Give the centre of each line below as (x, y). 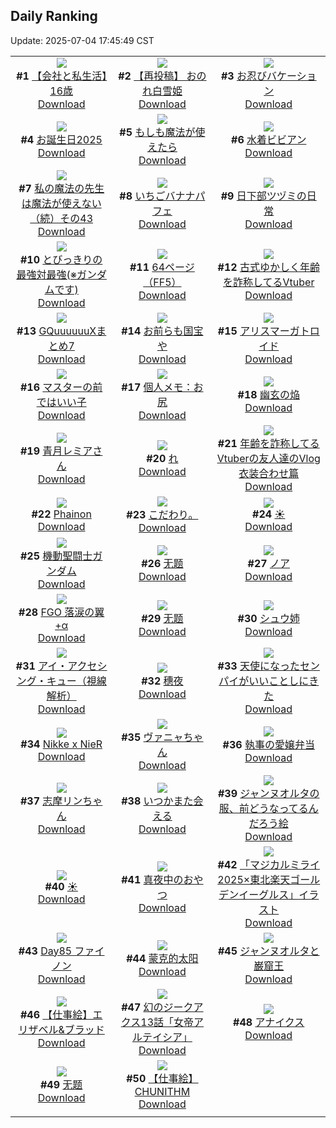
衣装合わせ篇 (269, 473)
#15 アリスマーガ (258, 331)
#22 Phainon (61, 514)
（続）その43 (61, 218)
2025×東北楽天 (254, 879)
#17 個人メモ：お (162, 387)
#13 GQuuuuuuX (56, 331)
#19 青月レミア (56, 451)
